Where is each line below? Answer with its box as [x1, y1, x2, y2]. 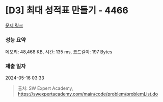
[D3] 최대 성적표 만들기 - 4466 [5, 5, 128, 16]
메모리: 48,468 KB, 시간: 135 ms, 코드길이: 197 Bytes [5, 49, 113, 55]
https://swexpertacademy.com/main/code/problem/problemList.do [17, 91, 158, 97]
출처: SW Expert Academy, [17, 85, 73, 91]
